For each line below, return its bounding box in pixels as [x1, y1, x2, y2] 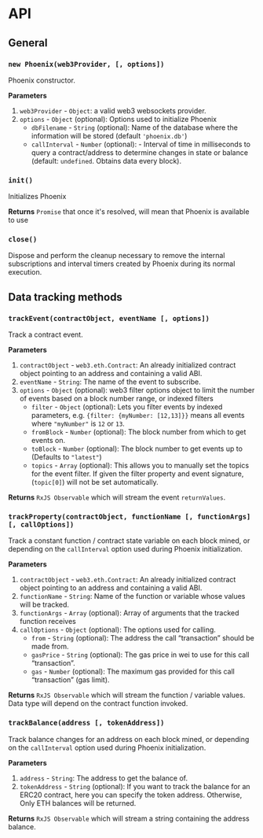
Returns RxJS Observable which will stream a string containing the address [8, 814, 250, 823]
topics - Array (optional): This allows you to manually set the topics [31, 461, 250, 471]
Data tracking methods [8, 290, 123, 304]
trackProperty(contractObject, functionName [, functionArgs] [8, 512, 251, 522]
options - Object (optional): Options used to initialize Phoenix [19, 114, 217, 124]
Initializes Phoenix [8, 192, 67, 201]
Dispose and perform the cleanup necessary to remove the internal [8, 251, 225, 260]
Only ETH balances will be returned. [19, 798, 137, 807]
